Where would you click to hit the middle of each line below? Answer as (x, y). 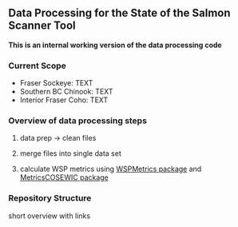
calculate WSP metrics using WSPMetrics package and (111, 169)
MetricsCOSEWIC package (64, 177)
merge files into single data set (70, 153)
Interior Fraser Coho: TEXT (64, 100)
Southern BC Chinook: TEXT (66, 92)
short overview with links (49, 216)
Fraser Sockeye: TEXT (56, 83)
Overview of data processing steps (78, 121)
